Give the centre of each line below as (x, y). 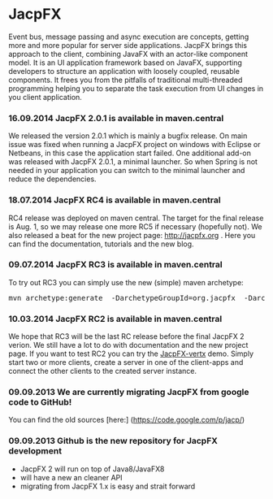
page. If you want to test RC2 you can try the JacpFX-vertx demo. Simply (131, 354)
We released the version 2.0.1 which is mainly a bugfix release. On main (128, 136)
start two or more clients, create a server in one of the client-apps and (126, 362)
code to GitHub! (40, 402)
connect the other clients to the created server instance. (103, 371)
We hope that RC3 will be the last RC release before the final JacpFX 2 (127, 336)
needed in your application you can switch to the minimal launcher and (127, 171)
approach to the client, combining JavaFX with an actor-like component (128, 54)
